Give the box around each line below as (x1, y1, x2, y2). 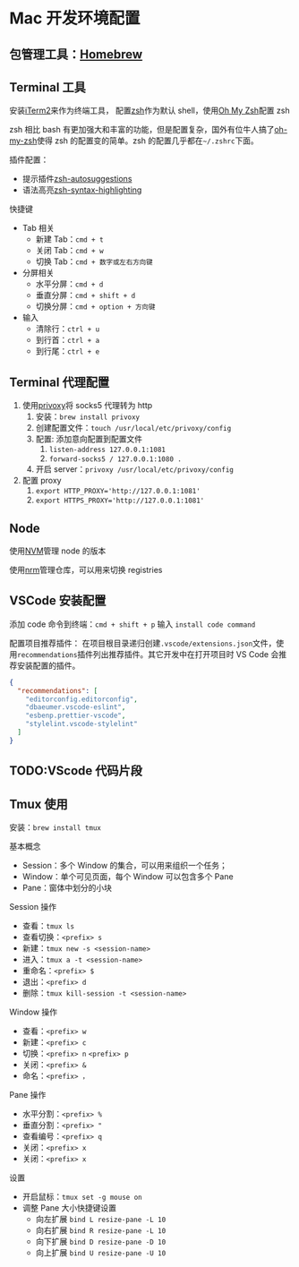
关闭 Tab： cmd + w (35, 245, 105, 256)
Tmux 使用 (9, 796, 69, 811)
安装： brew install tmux (9, 822, 101, 833)
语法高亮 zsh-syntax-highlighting (21, 184, 142, 195)
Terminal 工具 (9, 80, 87, 95)
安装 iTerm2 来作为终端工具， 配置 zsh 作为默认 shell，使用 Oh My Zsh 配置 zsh (9, 105, 290, 116)
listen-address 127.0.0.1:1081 (48, 445, 166, 455)
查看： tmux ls (21, 920, 74, 931)
